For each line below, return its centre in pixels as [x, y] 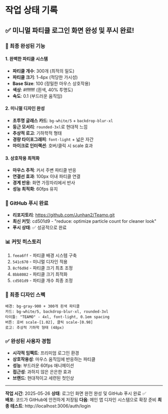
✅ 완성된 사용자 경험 [28, 341]
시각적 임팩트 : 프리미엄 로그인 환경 [46, 353]
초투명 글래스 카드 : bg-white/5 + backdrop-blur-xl [63, 120]
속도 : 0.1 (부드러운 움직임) [37, 96]
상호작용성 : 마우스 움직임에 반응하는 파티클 [54, 359]
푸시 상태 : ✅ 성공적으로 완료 [39, 228]
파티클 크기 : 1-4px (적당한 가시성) [45, 77]
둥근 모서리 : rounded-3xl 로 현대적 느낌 [50, 126]
